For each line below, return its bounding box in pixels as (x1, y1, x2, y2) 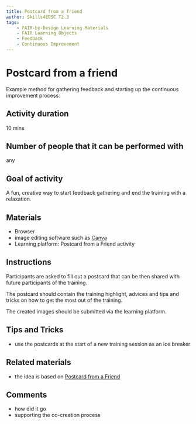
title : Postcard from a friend (6, 8, 82, 15)
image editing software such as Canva (14, 235, 107, 242)
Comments (6, 389, 47, 399)
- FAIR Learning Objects (16, 30, 77, 36)
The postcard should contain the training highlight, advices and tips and (6, 290, 180, 297)
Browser (14, 228, 35, 235)
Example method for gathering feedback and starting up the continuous (6, 85, 179, 92)
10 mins (6, 124, 25, 132)
